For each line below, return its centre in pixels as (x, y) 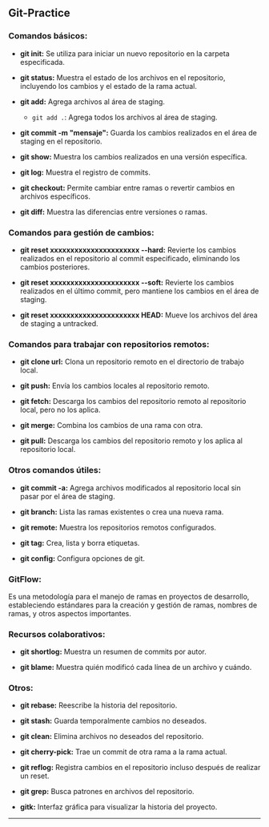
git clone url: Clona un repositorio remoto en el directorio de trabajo (132, 362)
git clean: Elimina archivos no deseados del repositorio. (112, 736)
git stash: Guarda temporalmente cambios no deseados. (113, 721)
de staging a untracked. (59, 323)
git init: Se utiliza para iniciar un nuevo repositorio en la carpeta (124, 53)
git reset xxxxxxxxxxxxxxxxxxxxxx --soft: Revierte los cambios (127, 282)
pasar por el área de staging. (67, 496)
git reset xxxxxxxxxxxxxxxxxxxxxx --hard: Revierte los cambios (128, 250)
